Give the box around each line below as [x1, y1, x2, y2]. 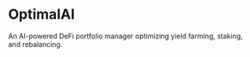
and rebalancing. [8, 39, 63, 48]
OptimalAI [8, 5, 75, 23]
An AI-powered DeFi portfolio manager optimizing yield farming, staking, [8, 31, 244, 41]
